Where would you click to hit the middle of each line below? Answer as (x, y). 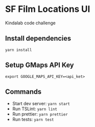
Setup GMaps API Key (40, 65)
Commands (24, 92)
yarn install (19, 50)
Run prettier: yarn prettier (40, 114)
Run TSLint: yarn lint (35, 109)
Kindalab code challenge (30, 23)
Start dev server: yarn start (41, 104)
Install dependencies (38, 38)
